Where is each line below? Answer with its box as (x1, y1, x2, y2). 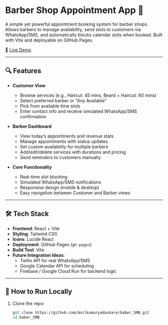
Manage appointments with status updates (19, 138, 108, 144)
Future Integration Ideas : (12, 252, 65, 258)
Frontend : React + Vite (12, 225, 60, 231)
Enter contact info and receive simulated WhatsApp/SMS (19, 108, 137, 114)
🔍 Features (5, 67, 41, 75)
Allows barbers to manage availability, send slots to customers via (5, 26, 141, 32)
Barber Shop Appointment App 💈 (5, 5, 144, 16)
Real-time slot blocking (19, 174, 67, 180)
